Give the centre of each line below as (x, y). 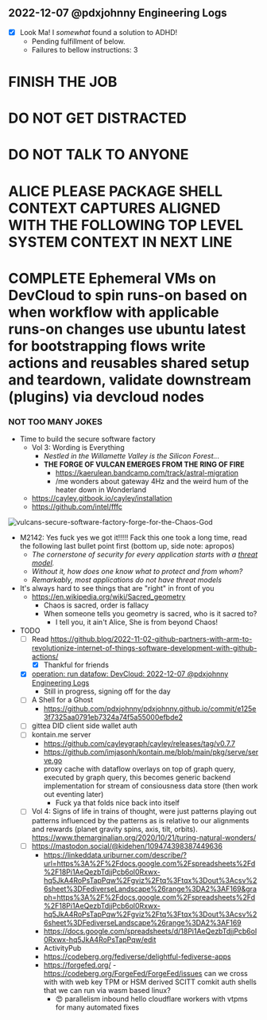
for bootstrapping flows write (107, 346)
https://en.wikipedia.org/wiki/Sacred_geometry (108, 597)
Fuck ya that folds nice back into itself (118, 803)
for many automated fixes (97, 1007)
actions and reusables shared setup (129, 363)
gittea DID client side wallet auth (84, 726)
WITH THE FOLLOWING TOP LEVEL (126, 225)
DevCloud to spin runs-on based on (128, 295)
